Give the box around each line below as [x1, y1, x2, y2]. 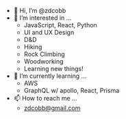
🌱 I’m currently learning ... [13, 72, 87, 80]
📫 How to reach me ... [13, 94, 77, 102]
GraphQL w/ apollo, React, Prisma [23, 86, 120, 94]
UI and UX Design [23, 28, 75, 36]
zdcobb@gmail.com [23, 104, 81, 112]
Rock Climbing [23, 50, 65, 58]
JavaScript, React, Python [23, 21, 97, 29]
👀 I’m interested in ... [13, 14, 72, 22]
